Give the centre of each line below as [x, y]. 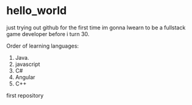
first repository [25, 95]
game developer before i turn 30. [48, 34]
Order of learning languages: [43, 46]
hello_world [37, 11]
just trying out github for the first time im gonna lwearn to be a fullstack [96, 27]
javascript [28, 64]
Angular [25, 77]
